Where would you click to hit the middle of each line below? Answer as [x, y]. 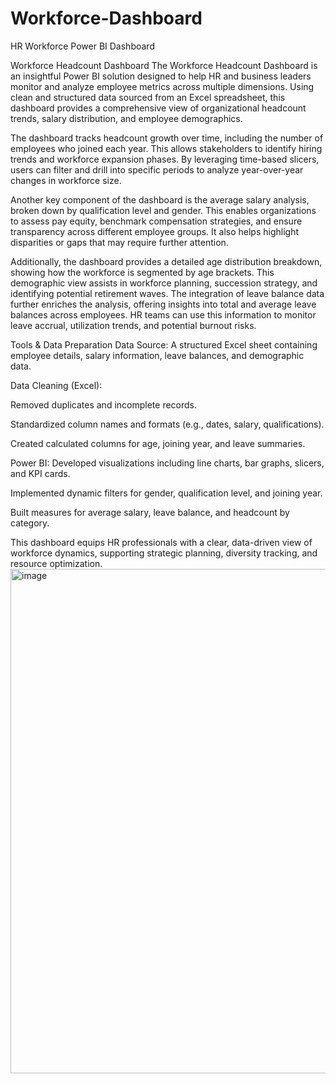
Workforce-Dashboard [106, 18]
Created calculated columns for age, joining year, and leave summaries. [158, 443]
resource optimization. [56, 563]
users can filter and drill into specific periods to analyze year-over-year [157, 169]
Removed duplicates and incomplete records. [104, 404]
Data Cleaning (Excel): [56, 385]
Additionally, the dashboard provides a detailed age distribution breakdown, [166, 261]
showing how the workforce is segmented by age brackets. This [142, 272]
